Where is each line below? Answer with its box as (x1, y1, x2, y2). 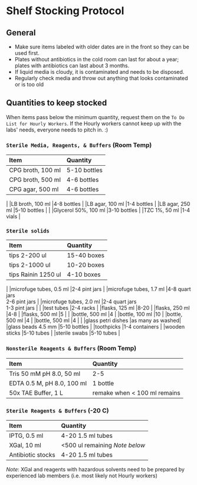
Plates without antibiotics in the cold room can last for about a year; (14, 56, 179, 63)
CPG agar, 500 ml (9, 185, 59, 194)
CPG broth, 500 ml (9, 176, 61, 184)
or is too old (14, 81, 44, 88)
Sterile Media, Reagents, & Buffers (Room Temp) (6, 140, 152, 149)
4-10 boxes (67, 270, 101, 278)
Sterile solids (6, 228, 50, 234)
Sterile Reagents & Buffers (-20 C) (6, 406, 109, 414)
